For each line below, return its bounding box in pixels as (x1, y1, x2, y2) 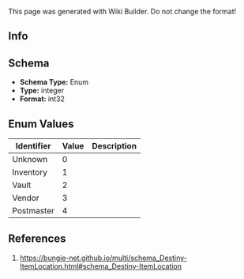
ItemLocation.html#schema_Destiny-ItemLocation (19, 261, 182, 271)
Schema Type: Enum (19, 77, 89, 87)
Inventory (12, 167, 47, 178)
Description (92, 141, 137, 152)
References (8, 232, 66, 246)
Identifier (15, 141, 51, 152)
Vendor (12, 193, 39, 204)
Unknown (12, 154, 48, 165)
